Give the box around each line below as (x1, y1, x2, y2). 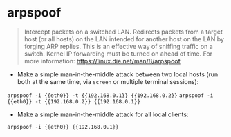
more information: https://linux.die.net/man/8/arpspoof (24, 56, 181, 65)
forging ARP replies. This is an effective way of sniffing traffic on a (24, 42, 213, 50)
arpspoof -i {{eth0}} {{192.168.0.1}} (7, 123, 119, 130)
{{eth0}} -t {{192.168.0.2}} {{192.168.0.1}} (7, 98, 140, 105)
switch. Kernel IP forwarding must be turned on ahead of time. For (24, 50, 213, 58)
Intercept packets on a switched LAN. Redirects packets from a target (24, 28, 223, 36)
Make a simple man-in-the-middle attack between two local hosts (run (17, 70, 219, 78)
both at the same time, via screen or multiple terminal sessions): (17, 77, 199, 85)
